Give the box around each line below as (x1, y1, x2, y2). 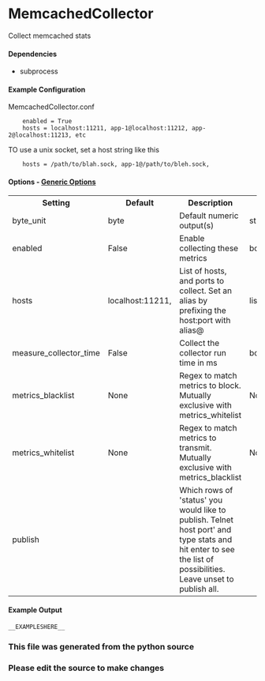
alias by (179, 295, 207, 306)
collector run (179, 347, 226, 358)
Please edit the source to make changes (8, 662, 164, 673)
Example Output (8, 605, 63, 615)
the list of (179, 554, 215, 565)
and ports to (179, 275, 225, 286)
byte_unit (12, 215, 47, 226)
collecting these (179, 243, 239, 254)
